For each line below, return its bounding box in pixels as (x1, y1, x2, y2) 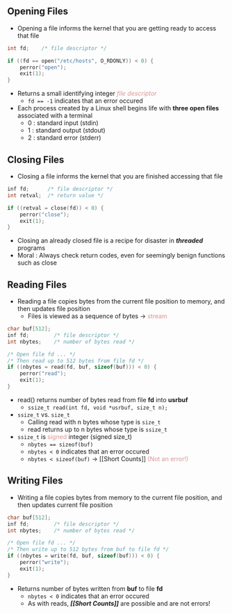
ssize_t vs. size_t (17, 410, 71, 419)
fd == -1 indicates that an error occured (27, 97, 144, 105)
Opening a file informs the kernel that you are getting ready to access (17, 24, 217, 32)
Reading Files (7, 279, 67, 290)
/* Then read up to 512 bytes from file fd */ (7, 357, 144, 364)
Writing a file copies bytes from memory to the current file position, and (17, 493, 222, 501)
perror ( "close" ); (19, 211, 70, 218)
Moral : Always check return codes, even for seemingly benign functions (17, 251, 226, 260)
